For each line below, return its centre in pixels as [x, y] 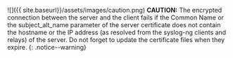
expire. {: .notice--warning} [47, 47]
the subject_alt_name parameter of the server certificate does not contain [114, 25]
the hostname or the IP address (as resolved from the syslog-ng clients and [117, 32]
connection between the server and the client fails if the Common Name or [115, 17]
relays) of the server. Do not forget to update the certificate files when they [116, 40]
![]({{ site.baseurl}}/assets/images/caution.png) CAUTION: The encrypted [115, 10]
